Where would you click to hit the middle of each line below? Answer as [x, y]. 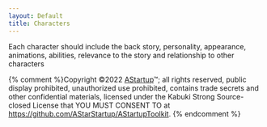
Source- [230, 96]
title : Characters [39, 23]
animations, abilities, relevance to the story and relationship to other [121, 55]
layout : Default [36, 16]
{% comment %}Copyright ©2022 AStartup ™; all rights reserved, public [127, 79]
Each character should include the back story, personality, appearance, [127, 46]
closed [19, 105]
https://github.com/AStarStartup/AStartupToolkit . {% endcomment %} [125, 113]
